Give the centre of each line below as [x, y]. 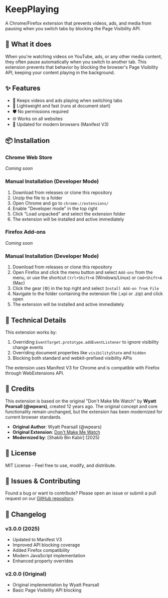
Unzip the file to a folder [37, 197]
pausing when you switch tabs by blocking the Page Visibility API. [73, 28]
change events [28, 347]
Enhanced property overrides [43, 561]
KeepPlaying [32, 9]
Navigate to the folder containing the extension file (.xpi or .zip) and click [88, 294]
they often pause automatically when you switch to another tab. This [76, 62]
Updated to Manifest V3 [37, 540]
